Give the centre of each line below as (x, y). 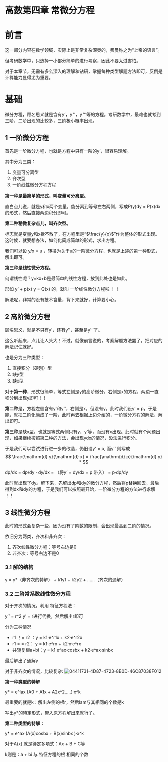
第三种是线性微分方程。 (29, 267)
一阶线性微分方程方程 (34, 185)
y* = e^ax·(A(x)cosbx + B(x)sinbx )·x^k (45, 734)
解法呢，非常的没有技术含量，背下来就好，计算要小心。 (62, 299)
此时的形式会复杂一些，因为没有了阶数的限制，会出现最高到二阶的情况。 (79, 526)
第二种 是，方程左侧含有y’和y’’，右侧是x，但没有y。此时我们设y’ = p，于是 (81, 408)
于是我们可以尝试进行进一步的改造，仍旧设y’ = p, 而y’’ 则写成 (68, 448)
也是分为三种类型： (25, 357)
